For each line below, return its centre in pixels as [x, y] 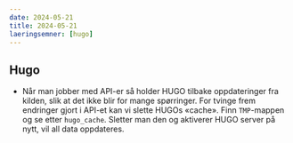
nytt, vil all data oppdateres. [73, 129]
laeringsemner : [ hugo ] [51, 34]
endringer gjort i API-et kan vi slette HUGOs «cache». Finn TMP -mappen [153, 110]
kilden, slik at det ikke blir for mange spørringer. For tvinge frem [139, 101]
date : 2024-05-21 [41, 17]
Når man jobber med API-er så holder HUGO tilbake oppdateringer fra [150, 91]
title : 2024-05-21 [43, 26]
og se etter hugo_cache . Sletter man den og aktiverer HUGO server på [149, 120]
